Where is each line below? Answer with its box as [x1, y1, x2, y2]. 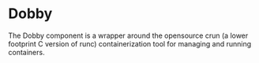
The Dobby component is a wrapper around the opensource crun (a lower [8, 31, 249, 40]
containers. [8, 47, 45, 57]
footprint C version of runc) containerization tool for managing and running [8, 39, 252, 48]
